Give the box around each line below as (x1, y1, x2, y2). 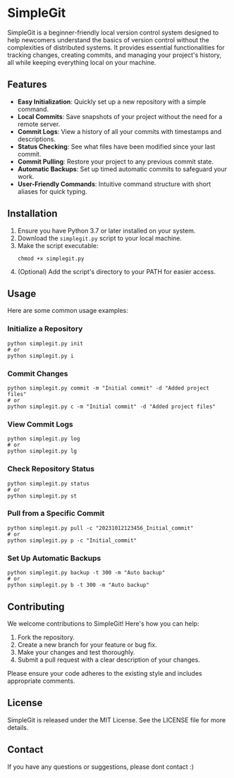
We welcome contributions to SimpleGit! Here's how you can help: (7, 619, 199, 628)
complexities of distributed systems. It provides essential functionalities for (7, 43, 226, 51)
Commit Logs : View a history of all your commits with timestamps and (17, 127, 222, 135)
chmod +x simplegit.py (17, 255, 85, 262)
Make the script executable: (17, 241, 99, 249)
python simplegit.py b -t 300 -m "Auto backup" (7, 581, 150, 589)
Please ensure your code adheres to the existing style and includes (7, 669, 202, 677)
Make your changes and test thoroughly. (17, 648, 135, 656)
